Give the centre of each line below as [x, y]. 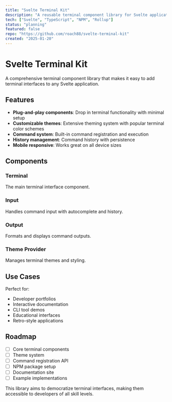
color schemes [28, 128]
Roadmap [21, 337]
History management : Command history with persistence [74, 140]
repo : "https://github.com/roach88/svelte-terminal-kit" [67, 34]
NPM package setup [34, 367]
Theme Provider [26, 249]
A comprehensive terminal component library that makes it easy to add [80, 78]
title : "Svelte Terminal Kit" [38, 10]
